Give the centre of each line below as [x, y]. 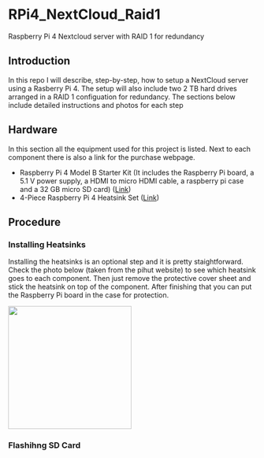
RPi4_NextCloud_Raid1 [84, 15]
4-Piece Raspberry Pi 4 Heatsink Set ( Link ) [89, 198]
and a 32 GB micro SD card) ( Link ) [75, 189]
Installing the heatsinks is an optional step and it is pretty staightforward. [126, 262]
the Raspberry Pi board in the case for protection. [89, 295]
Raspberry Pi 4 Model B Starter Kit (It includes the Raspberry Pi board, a [137, 172]
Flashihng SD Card [45, 445]
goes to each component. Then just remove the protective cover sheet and [130, 279]
